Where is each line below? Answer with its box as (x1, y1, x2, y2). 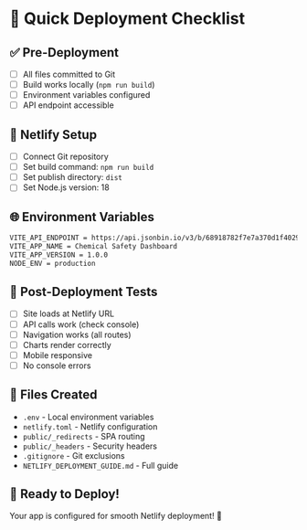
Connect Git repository (22, 151, 110, 163)
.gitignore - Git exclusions (22, 450, 125, 461)
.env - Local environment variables (22, 411, 154, 422)
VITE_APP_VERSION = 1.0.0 (9, 250, 108, 260)
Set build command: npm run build (22, 162, 154, 173)
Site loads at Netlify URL (22, 308, 115, 319)
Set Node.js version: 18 (22, 182, 110, 193)
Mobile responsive (22, 349, 93, 360)
